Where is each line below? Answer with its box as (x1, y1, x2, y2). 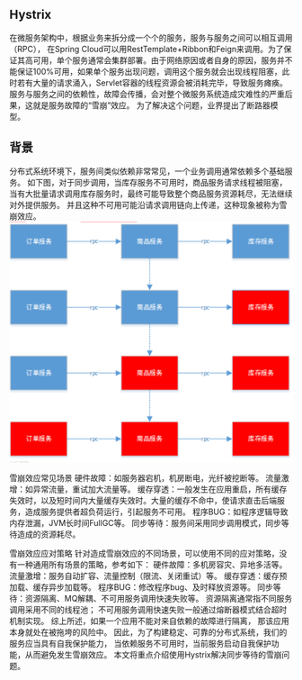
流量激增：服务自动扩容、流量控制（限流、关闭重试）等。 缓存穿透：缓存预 (9, 570, 288, 581)
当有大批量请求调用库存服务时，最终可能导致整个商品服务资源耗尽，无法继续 (9, 188, 293, 199)
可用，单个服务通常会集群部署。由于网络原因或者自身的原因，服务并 (32, 54, 285, 66)
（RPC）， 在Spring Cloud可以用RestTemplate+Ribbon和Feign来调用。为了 (9, 43, 284, 54)
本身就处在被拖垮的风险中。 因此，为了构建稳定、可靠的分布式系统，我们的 (9, 626, 288, 638)
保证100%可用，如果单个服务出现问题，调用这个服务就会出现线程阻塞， (16, 66, 283, 77)
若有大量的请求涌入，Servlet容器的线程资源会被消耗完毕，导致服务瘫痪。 (16, 77, 288, 88)
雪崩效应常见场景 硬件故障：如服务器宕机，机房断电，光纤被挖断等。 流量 (9, 472, 281, 483)
